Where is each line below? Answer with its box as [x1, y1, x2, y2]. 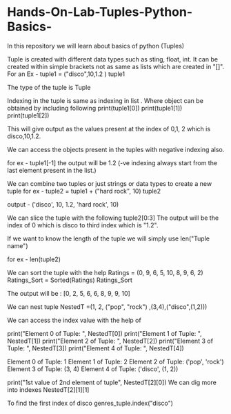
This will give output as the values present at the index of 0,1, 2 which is [7, 124, 211, 133]
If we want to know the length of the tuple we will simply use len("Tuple [7, 234, 210, 243]
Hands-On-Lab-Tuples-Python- [7, 4, 193, 20]
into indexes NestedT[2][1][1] [7, 385, 90, 394]
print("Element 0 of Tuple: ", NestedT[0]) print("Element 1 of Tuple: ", [7, 329, 202, 337]
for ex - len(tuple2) [7, 255, 61, 263]
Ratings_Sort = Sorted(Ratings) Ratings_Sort [7, 276, 133, 284]
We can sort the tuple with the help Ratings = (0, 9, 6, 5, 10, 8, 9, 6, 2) [7, 268, 203, 276]
